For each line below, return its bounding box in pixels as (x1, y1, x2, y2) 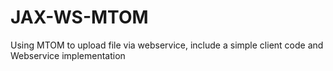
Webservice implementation (10, 49, 126, 61)
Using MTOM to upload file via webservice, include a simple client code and (10, 39, 324, 51)
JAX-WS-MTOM (10, 6, 149, 29)
